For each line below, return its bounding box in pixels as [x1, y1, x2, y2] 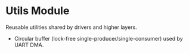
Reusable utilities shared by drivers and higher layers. [5, 24, 138, 31]
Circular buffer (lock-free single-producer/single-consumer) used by [14, 35, 183, 42]
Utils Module [5, 4, 70, 18]
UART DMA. [14, 41, 44, 48]
